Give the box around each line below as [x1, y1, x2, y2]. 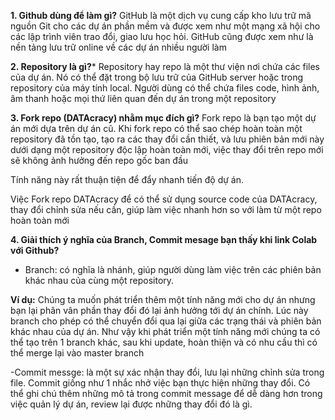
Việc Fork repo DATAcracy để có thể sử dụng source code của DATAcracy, [10, 193, 318, 205]
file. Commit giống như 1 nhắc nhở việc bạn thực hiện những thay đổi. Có [10, 377, 311, 389]
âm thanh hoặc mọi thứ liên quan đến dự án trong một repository [10, 93, 277, 104]
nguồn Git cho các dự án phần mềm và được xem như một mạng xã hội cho [10, 20, 321, 32]
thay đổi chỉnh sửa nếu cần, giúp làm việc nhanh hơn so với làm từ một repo [10, 204, 322, 215]
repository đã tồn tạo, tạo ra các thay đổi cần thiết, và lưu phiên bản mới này [10, 133, 325, 145]
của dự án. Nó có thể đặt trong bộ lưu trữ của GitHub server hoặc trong [10, 71, 304, 83]
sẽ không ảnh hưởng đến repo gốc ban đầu [10, 155, 189, 166]
